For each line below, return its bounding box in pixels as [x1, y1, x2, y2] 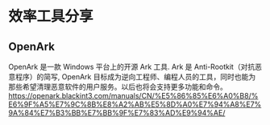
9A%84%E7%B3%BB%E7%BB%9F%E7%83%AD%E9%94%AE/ [8, 108, 226, 117]
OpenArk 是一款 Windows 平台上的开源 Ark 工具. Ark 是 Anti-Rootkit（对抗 [8, 62, 255, 71]
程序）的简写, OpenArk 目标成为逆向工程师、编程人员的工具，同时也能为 [15, 72, 256, 81]
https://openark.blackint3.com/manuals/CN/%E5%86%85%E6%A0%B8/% [8, 91, 259, 100]
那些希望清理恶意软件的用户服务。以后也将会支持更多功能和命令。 [8, 82, 227, 91]
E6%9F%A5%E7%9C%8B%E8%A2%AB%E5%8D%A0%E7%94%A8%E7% [8, 99, 262, 109]
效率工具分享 [8, 7, 94, 26]
